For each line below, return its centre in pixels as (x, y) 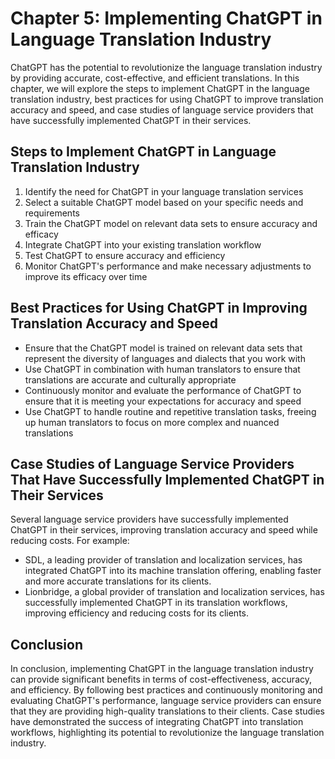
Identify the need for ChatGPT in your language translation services (164, 191)
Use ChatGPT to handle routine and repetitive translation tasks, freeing (170, 411)
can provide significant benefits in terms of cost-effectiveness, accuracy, (161, 679)
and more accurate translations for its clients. (118, 581)
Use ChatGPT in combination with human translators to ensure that (162, 369)
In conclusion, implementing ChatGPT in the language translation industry (162, 669)
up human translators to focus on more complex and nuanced (152, 422)
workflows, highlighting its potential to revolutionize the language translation (167, 733)
